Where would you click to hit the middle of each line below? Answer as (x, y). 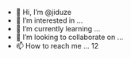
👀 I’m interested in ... (49, 20)
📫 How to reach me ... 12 (57, 46)
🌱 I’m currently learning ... (58, 29)
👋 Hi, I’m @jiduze (43, 12)
